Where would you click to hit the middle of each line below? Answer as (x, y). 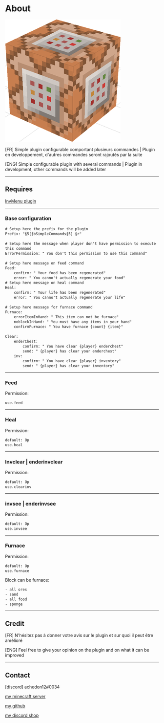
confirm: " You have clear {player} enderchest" (73, 347)
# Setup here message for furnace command (49, 307)
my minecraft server (25, 697)
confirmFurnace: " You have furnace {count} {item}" (69, 327)
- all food (16, 599)
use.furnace (17, 571)
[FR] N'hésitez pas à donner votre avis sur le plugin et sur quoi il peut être (79, 635)
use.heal (14, 445)
